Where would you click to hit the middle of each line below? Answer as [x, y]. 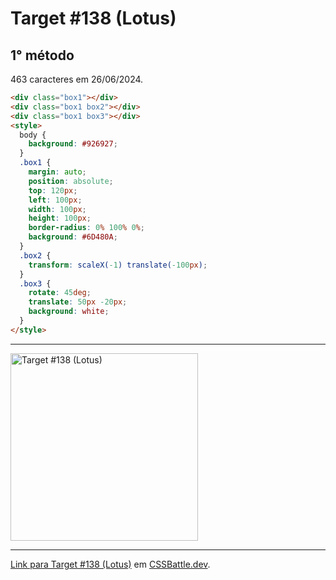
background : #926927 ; [73, 144]
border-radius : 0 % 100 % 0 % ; [86, 228]
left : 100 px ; [55, 200]
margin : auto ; [57, 172]
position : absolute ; [71, 181]
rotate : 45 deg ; [60, 293]
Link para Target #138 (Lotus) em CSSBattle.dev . [110, 564]
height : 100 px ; [60, 218]
